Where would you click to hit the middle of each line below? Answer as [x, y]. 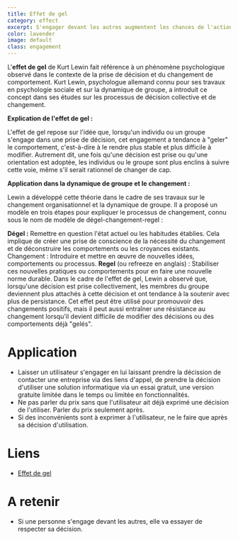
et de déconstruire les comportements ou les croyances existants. [104, 248]
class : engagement [34, 47]
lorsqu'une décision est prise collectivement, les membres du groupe [108, 286]
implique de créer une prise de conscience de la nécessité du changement [116, 241]
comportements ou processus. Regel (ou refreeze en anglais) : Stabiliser [113, 264]
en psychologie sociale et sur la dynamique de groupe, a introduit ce [107, 90]
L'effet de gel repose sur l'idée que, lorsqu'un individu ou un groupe [106, 132]
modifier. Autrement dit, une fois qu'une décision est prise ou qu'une [108, 154]
